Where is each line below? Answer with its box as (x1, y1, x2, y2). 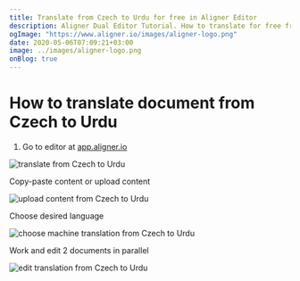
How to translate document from (9, 93, 255, 113)
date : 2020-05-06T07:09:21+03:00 (9, 37, 134, 47)
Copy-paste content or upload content (9, 176, 151, 186)
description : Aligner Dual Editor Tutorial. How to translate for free (9, 21, 281, 30)
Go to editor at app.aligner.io (21, 141, 128, 152)
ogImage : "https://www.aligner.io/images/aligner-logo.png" (9, 29, 238, 38)
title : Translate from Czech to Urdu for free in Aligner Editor (9, 12, 257, 22)
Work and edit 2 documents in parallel (9, 244, 149, 255)
